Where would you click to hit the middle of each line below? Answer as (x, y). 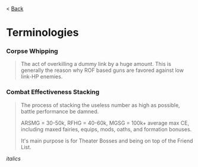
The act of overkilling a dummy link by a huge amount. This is (96, 64)
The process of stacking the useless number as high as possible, (100, 105)
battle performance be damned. (60, 111)
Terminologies (43, 33)
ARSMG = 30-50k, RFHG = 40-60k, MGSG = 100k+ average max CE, (105, 123)
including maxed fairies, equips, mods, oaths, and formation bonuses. (106, 129)
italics (13, 158)
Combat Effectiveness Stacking (53, 92)
